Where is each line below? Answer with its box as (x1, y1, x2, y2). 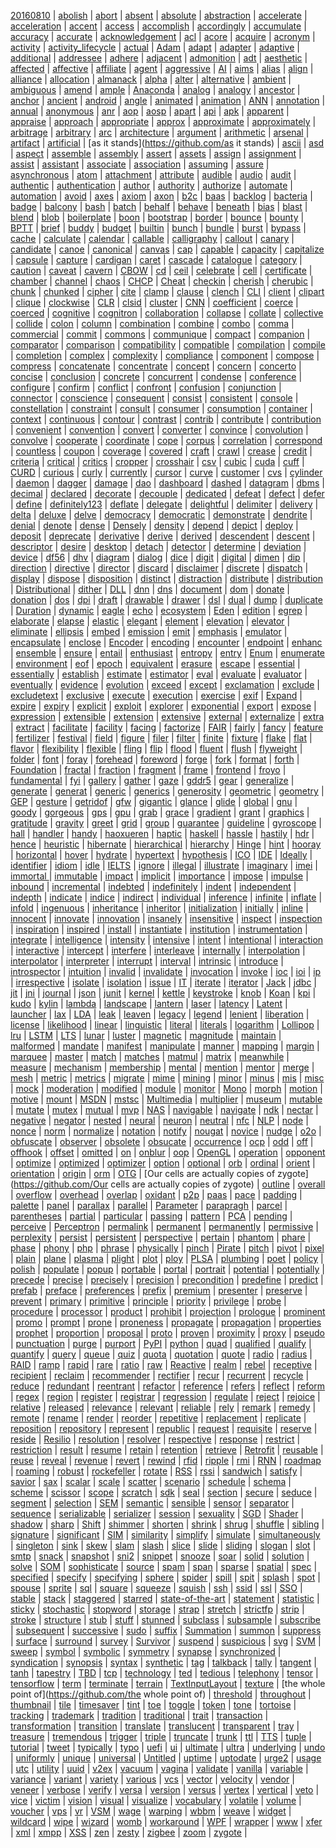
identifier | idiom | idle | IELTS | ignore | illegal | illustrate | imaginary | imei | (10, 860, 318, 871)
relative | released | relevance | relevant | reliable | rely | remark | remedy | (10, 1401, 317, 1413)
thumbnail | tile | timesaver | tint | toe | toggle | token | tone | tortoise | (10, 1699, 297, 1710)
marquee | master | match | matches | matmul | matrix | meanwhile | (10, 1051, 290, 1062)
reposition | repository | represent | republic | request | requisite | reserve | (10, 1423, 318, 1434)
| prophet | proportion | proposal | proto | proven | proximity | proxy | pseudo (10, 1327, 325, 1339)
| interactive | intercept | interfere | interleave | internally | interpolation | (10, 945, 306, 956)
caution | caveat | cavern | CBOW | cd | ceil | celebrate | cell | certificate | (10, 265, 313, 276)
